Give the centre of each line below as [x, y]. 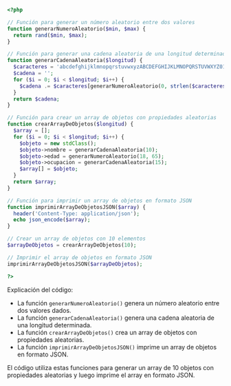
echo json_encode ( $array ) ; [52, 220]
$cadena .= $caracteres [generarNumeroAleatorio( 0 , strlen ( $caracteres [123, 86]
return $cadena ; [36, 99]
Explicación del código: [40, 289]
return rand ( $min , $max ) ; [51, 35]
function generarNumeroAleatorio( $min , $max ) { [77, 29]
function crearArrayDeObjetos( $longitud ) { [70, 124]
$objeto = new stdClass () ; [58, 143]
